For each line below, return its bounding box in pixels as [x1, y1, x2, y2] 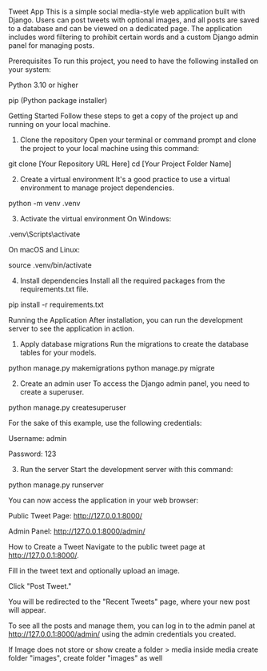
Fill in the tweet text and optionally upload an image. [8, 566, 180, 575]
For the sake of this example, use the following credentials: [8, 419, 202, 427]
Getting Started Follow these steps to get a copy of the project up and [8, 111, 238, 121]
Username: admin [8, 434, 67, 443]
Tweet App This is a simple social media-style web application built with [8, 7, 245, 16]
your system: [8, 65, 52, 74]
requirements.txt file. [19, 284, 90, 294]
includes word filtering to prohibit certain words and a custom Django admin [8, 32, 259, 42]
